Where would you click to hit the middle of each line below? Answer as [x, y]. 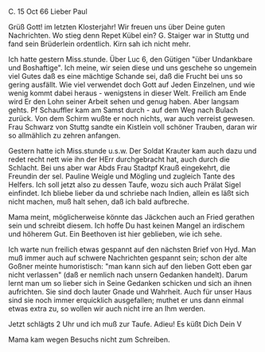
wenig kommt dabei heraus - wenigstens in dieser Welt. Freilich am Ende [127, 93]
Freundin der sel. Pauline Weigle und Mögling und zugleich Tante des [122, 176]
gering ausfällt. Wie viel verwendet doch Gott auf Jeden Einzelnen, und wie [132, 84]
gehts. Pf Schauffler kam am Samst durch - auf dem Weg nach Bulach [123, 110]
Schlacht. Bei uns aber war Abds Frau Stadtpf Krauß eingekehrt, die [119, 168]
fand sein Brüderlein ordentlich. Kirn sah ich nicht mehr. [99, 44]
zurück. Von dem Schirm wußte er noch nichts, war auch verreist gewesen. [132, 118]
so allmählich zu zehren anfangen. [64, 135]
